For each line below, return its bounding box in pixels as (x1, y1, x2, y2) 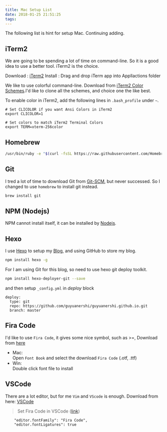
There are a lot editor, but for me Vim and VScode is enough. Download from (5, 393, 158, 399)
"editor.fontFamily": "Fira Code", (14, 418, 88, 423)
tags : (5, 16, 16, 21)
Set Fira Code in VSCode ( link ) (17, 408, 80, 414)
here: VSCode (5, 398, 34, 404)
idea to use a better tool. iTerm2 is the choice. (5, 63, 99, 69)
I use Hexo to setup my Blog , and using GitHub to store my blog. (5, 248, 137, 254)
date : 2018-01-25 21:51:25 (5, 12, 61, 17)
